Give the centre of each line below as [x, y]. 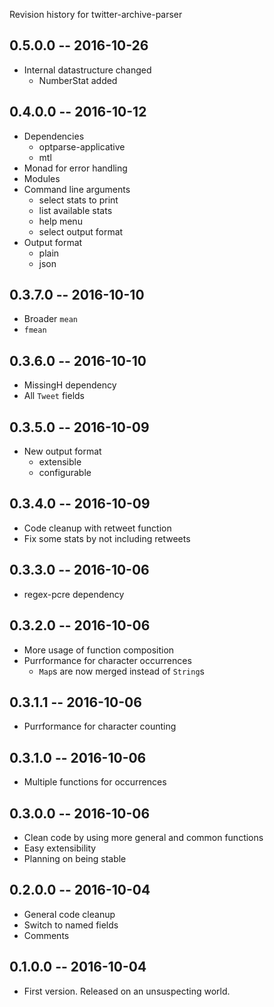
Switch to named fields [71, 925]
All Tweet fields [54, 396]
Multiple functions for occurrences [95, 782]
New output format [62, 451]
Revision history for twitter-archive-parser [96, 14]
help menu [60, 221]
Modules [42, 178]
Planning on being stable [75, 858]
